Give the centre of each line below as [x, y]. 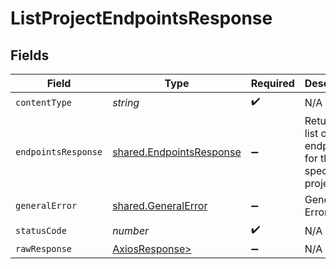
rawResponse [44, 248]
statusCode [41, 230]
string [126, 102]
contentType [44, 102]
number [131, 230]
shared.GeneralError [160, 205]
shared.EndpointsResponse [177, 152]
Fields [30, 55]
